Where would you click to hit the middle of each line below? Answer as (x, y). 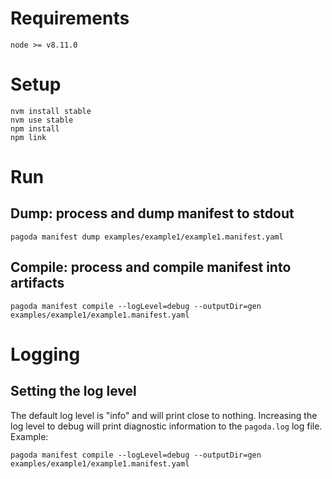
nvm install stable (51, 111)
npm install (35, 128)
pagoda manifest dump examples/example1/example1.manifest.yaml (147, 237)
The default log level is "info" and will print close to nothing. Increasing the (164, 415)
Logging (45, 354)
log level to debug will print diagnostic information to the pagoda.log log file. (166, 426)
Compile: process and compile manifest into (151, 267)
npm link (28, 137)
